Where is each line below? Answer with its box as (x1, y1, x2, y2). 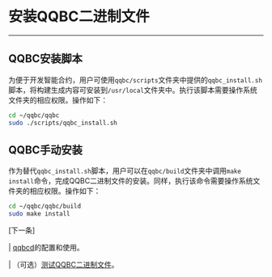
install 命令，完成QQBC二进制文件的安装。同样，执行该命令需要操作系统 (8, 176, 253, 186)
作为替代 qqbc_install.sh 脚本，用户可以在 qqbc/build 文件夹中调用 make (8, 166, 241, 176)
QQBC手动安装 (8, 143, 83, 157)
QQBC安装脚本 (8, 52, 83, 65)
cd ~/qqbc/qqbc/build (8, 203, 82, 211)
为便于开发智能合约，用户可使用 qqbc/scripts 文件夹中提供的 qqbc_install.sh (8, 74, 263, 85)
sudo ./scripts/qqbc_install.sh (8, 119, 117, 127)
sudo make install (8, 210, 70, 218)
